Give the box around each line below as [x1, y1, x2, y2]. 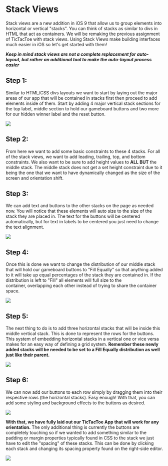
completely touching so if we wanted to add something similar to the [5, 429, 147, 435]
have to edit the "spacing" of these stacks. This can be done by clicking [5, 440, 154, 446]
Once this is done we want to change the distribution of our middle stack [5, 261, 155, 267]
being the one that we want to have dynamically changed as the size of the [5, 170, 160, 176]
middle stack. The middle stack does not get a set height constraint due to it [5, 164, 162, 170]
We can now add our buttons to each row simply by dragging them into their [5, 389, 162, 395]
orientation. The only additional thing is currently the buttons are [5, 424, 139, 430]
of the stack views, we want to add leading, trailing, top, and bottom [5, 153, 145, 160]
